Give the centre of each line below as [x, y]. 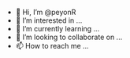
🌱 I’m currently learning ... [58, 29]
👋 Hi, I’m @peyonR [46, 12]
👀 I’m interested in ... [49, 20]
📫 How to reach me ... [52, 46]
